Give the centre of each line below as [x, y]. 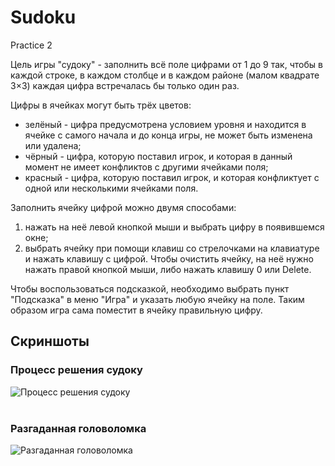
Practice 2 [31, 45]
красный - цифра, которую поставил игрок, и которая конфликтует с [172, 177]
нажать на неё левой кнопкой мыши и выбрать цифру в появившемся [174, 227]
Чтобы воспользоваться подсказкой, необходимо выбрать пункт [150, 288]
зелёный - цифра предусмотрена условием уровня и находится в [165, 124]
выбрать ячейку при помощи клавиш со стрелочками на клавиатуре [172, 248]
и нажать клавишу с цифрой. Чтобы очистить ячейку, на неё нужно [169, 258]
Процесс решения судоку [76, 370]
